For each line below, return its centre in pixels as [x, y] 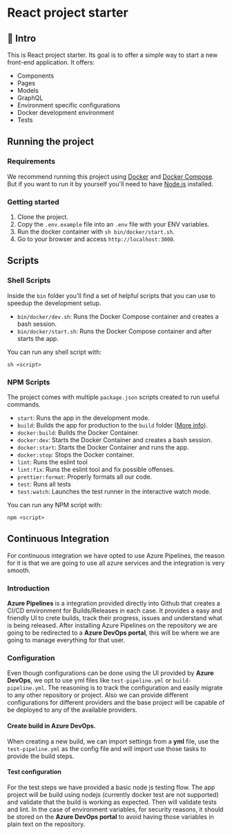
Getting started [33, 202]
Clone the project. [43, 217]
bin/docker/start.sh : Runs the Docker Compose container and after [114, 331]
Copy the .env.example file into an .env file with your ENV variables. [113, 224]
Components [36, 76]
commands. [24, 404]
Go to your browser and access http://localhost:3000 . [96, 239]
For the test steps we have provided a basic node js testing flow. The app [111, 787]
